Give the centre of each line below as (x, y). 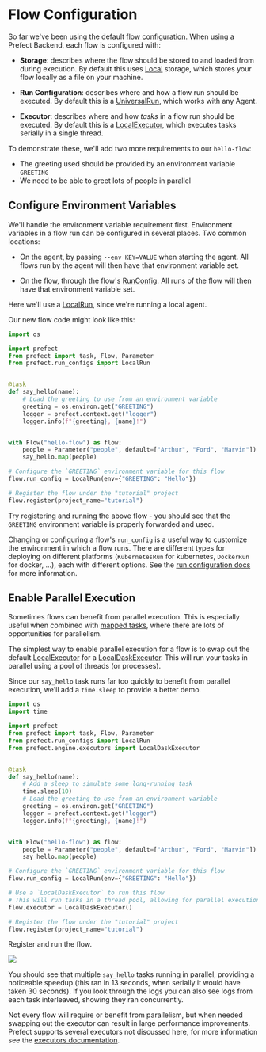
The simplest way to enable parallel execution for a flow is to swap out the (129, 649)
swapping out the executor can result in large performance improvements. (129, 1023)
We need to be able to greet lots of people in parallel (105, 181)
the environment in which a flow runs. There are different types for (117, 547)
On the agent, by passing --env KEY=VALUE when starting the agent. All (134, 257)
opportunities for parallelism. (55, 634)
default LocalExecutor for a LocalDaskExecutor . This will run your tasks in (128, 657)
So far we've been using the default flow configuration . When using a (122, 36)
